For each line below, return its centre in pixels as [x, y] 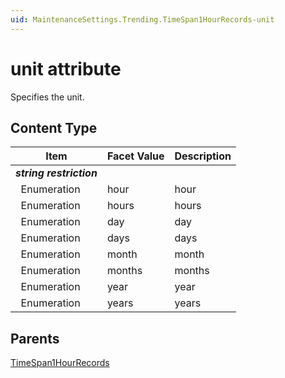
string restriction [56, 173]
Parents [35, 338]
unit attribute [66, 68]
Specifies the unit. [47, 97]
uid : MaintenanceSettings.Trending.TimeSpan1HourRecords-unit [142, 19]
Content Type [54, 127]
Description [203, 156]
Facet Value [135, 156]
